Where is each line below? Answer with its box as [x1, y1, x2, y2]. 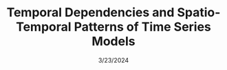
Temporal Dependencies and [6, 5, 175, 20]
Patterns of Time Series [74, 19, 211, 35]
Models [91, 34, 136, 49]
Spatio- [176, 5, 221, 20]
